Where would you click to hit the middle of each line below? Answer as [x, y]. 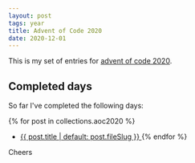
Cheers [20, 153]
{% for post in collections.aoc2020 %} [72, 121]
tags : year [26, 23]
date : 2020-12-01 [37, 38]
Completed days [50, 86]
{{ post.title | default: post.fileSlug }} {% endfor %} [104, 137]
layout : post [30, 16]
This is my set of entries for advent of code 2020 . [90, 61]
